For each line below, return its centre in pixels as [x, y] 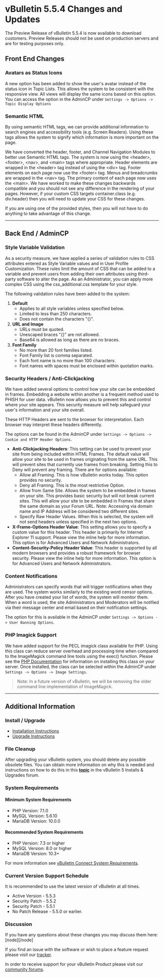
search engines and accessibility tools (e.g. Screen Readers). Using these [79, 132]
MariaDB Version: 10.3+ [36, 853]
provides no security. [41, 480]
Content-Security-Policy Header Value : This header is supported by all [84, 548]
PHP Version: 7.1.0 [30, 810]
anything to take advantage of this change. [48, 213]
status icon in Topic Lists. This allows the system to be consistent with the [79, 89]
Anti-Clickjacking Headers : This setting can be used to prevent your [82, 449]
